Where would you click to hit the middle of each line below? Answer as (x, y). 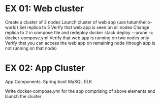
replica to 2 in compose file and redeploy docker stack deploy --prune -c (79, 32)
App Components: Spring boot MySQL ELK (48, 81)
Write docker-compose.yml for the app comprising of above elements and (80, 91)
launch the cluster (23, 96)
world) (12, 27)
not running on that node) (31, 48)
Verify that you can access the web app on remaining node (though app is (80, 43)
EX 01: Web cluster (45, 9)
